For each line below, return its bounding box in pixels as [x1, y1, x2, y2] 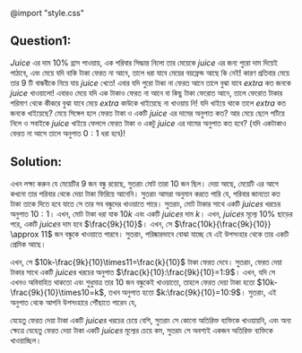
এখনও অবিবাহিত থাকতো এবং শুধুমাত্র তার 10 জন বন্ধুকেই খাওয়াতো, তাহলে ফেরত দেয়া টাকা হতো [10, 277, 255, 288]
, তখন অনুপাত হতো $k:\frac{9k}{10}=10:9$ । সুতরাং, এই [103, 287, 277, 297]
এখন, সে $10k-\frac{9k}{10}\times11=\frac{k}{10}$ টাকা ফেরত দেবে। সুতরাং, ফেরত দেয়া [10, 256, 282, 267]
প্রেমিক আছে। [10, 238, 47, 249]
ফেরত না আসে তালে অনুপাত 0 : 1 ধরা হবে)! [10, 127, 126, 138]
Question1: [10, 33, 72, 48]
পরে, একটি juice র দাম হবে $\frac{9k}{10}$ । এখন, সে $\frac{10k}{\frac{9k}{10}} [10, 219, 272, 229]
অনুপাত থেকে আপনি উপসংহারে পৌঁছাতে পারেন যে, [10, 297, 137, 307]
